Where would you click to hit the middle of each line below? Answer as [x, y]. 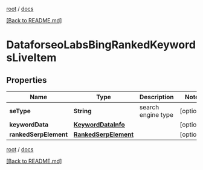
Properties [27, 80]
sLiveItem [31, 58]
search [149, 107]
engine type [156, 115]
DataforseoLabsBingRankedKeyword [101, 45]
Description [156, 97]
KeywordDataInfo [99, 125]
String [82, 111]
